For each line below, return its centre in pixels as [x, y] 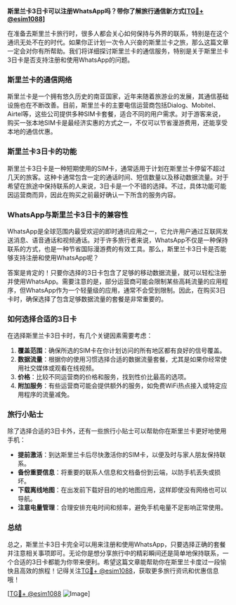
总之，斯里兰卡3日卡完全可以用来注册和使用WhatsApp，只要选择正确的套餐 [117, 544]
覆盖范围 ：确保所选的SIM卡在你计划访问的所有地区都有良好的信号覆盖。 [122, 350]
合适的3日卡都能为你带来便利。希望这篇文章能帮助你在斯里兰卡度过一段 [117, 561]
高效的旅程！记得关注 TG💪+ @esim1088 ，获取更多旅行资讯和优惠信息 [119, 571]
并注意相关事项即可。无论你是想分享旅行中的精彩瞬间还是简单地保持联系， [115, 553]
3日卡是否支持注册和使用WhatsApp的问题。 [71, 60]
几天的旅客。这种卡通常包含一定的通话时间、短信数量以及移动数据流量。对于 [118, 177]
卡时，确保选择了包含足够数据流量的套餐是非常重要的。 [87, 299]
